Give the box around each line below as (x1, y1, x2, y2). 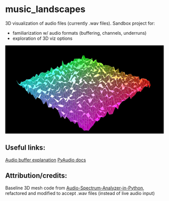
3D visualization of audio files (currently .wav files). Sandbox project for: (5, 20, 155, 26)
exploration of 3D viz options (12, 35, 73, 41)
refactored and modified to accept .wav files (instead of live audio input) (5, 190, 155, 196)
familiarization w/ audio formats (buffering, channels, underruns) (12, 30, 147, 36)
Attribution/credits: (5, 171, 67, 180)
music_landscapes (5, 4, 86, 15)
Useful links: (5, 144, 46, 152)
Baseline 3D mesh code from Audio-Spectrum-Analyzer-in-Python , (5, 185, 144, 191)
